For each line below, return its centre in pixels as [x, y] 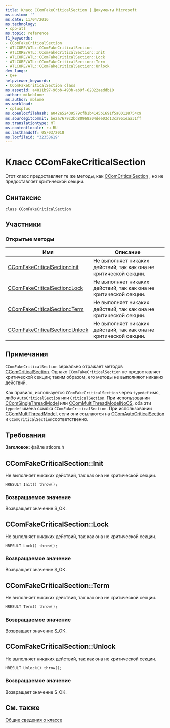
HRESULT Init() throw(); [31, 485]
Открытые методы [30, 239]
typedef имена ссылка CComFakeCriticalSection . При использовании [79, 408]
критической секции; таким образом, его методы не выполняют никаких [84, 377]
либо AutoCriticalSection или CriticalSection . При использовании [78, 398]
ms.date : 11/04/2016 [27, 19]
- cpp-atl [16, 29]
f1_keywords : [19, 39]
